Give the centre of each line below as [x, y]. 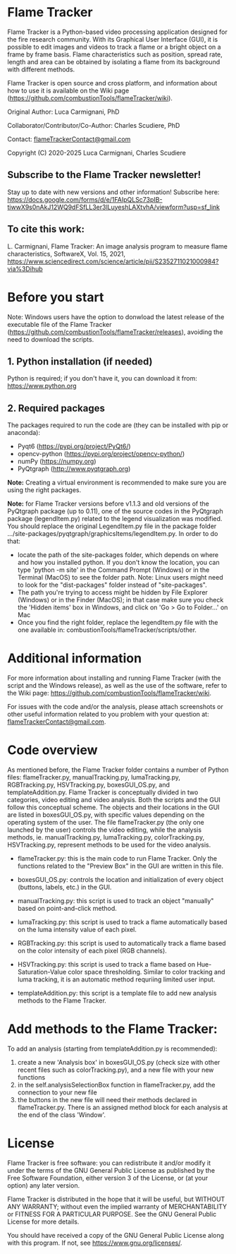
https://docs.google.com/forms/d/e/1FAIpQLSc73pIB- [85, 199]
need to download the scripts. [51, 339]
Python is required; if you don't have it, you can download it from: [102, 378]
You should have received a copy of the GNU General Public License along [116, 1235]
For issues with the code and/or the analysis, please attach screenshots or [115, 707]
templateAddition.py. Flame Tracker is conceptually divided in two [103, 792]
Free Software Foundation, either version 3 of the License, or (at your [108, 1178]
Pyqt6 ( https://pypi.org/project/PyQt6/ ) [74, 446]
